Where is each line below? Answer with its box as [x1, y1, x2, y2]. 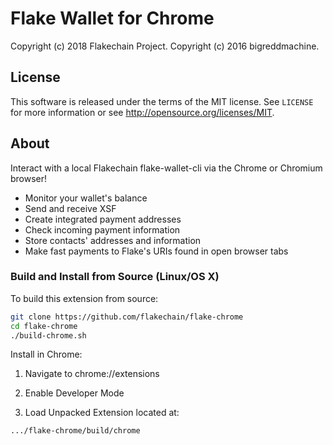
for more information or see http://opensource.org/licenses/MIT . [10, 106, 275, 118]
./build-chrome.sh [10, 330, 87, 341]
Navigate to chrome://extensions [24, 368, 160, 380]
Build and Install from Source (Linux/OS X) [10, 270, 220, 284]
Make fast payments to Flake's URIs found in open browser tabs [24, 245, 289, 257]
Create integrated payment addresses [24, 213, 182, 225]
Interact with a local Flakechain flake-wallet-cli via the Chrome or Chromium [10, 162, 323, 174]
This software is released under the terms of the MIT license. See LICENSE [10, 95, 314, 107]
